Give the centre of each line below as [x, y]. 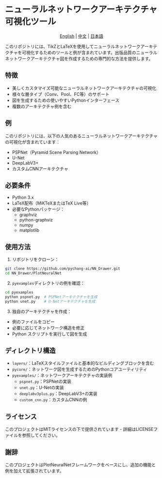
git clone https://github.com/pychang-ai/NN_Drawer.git [63, 269]
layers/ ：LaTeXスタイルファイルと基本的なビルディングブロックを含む [83, 363]
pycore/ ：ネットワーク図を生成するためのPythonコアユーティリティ [80, 369]
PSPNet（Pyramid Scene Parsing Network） [56, 152]
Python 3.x [23, 198]
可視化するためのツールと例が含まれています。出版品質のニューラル [89, 52]
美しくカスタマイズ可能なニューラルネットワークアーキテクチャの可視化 [84, 88]
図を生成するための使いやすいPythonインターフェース [66, 100]
